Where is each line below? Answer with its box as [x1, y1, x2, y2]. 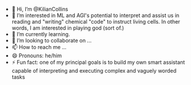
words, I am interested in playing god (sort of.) [11, 24, 124, 31]
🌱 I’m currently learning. [11, 31, 70, 38]
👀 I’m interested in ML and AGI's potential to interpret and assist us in [11, 12, 180, 19]
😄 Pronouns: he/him [11, 52, 62, 59]
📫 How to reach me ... [11, 44, 67, 50]
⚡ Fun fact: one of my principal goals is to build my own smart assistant [11, 59, 185, 66]
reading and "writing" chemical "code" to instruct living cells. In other [11, 18, 180, 25]
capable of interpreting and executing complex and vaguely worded [11, 67, 177, 74]
